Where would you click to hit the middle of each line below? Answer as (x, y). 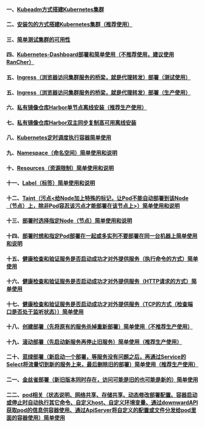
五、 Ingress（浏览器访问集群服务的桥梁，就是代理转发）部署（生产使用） (99, 92)
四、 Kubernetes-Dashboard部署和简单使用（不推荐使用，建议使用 (90, 54)
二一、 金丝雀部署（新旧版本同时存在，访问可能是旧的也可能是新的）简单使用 (102, 380)
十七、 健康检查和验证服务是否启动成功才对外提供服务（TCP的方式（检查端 (100, 304)
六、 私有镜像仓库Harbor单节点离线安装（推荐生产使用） (77, 107)
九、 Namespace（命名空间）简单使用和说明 (62, 152)
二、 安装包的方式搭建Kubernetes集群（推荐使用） (69, 24)
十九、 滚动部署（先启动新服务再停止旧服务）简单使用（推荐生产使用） (94, 342)
